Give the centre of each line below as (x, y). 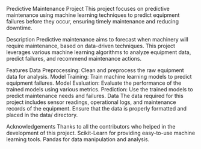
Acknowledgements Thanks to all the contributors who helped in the (91, 126)
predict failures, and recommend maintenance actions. (74, 59)
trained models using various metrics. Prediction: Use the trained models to (100, 89)
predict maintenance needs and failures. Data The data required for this (95, 96)
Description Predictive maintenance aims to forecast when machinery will (97, 39)
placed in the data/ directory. (42, 115)
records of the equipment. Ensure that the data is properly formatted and (97, 108)
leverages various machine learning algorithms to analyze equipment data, (99, 52)
